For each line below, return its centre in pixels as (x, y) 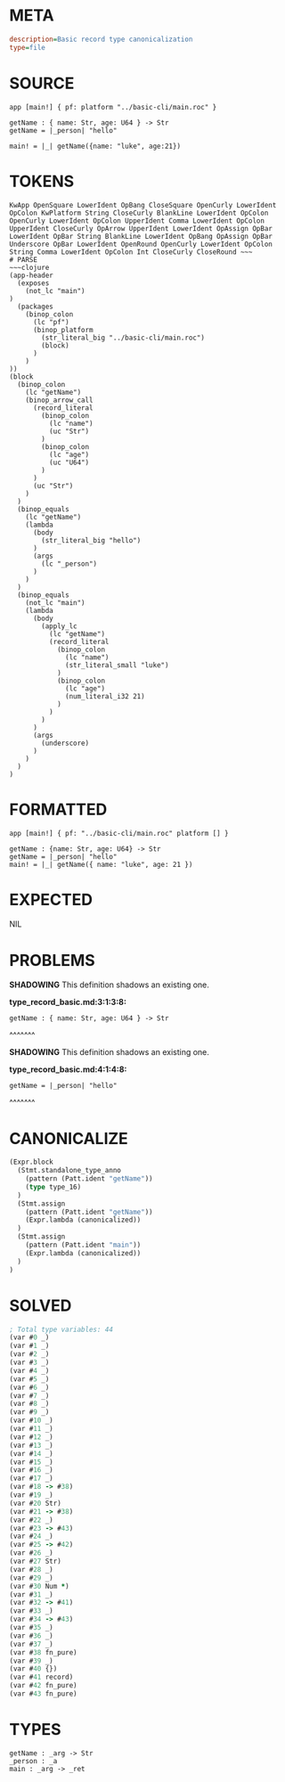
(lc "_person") (69, 564)
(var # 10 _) (31, 1421)
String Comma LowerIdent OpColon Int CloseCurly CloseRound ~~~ (131, 252)
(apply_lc (59, 626)
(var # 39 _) (31, 1661)
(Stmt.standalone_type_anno (69, 1171)
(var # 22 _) (31, 1520)
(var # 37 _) (31, 1644)
